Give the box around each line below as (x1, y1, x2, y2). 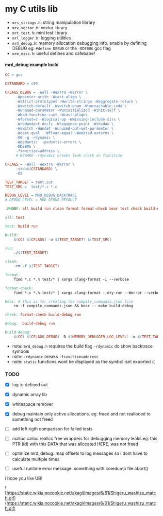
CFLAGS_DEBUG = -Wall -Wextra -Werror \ (5, 90, 88, 95)
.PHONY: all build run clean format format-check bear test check (5, 206, 142, 211)
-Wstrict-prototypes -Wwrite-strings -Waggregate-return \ (16, 99, 138, 104)
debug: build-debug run (5, 321, 55, 326)
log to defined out (12, 382, 48, 388)
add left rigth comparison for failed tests (12, 426, 93, 432)
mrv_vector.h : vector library (12, 24, 68, 30)
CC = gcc (5, 72, 23, 77)
